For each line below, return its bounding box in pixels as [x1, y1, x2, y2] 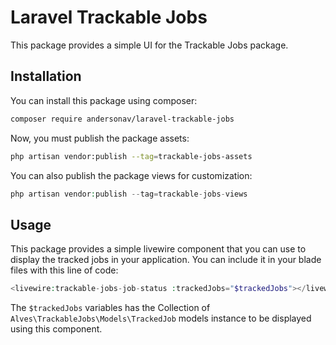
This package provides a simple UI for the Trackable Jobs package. [10, 39, 289, 51]
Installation [10, 68, 82, 85]
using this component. [10, 323, 103, 335]
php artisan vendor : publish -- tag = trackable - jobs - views [10, 189, 248, 199]
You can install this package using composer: [10, 94, 198, 106]
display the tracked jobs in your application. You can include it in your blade [10, 254, 322, 266]
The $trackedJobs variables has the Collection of [10, 302, 211, 314]
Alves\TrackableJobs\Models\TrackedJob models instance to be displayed [10, 312, 312, 325]
